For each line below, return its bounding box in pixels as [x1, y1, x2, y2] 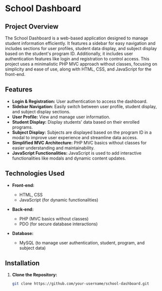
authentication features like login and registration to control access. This [5, 56, 149, 61]
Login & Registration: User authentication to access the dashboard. [12, 98, 148, 104]
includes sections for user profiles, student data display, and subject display [5, 46, 157, 51]
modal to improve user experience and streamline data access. [12, 134, 138, 140]
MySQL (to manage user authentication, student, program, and [19, 239, 145, 246]
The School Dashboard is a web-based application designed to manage [5, 35, 148, 41]
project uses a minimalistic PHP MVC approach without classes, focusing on [5, 61, 158, 67]
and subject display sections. [12, 109, 71, 114]
